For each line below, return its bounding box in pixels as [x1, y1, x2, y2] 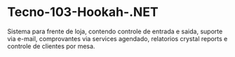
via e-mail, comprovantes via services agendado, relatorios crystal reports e [7, 34, 228, 42]
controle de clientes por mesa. [7, 42, 95, 50]
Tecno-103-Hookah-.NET [7, 4, 159, 20]
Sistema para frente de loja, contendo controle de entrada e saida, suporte [7, 27, 223, 35]
